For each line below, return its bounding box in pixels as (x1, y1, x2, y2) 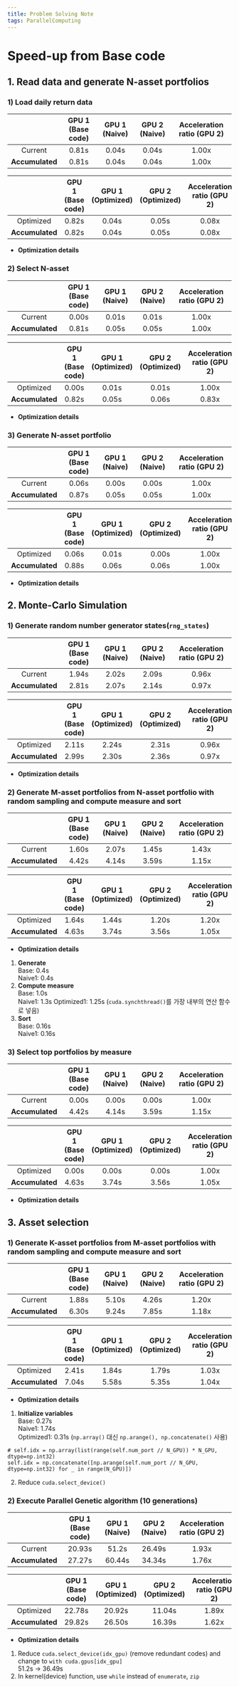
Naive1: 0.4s (17, 973, 54, 982)
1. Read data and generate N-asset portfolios (7, 76, 210, 88)
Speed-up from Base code (7, 48, 166, 64)
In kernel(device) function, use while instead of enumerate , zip (17, 1672, 200, 1681)
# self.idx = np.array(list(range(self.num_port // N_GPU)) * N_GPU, (7, 1447, 218, 1454)
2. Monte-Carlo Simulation (7, 599, 127, 612)
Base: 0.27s (17, 1417, 53, 1425)
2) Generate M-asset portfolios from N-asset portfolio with (7, 787, 215, 797)
